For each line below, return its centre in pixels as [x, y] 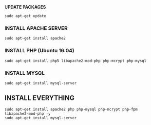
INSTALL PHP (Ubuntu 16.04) [39, 51]
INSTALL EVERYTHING [40, 98]
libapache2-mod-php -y [28, 114]
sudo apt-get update [26, 16]
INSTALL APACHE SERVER [36, 28]
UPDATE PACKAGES [25, 7]
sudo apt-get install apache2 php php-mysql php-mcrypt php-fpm [71, 109]
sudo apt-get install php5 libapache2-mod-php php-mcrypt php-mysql [75, 61]
